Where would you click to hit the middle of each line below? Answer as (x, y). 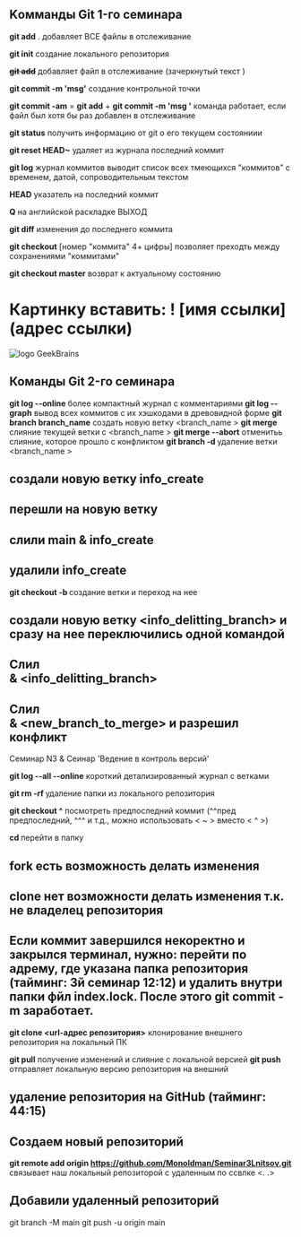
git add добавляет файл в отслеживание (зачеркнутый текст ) (128, 71)
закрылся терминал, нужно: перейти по (128, 955)
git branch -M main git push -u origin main (87, 1222)
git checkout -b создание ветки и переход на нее (103, 592)
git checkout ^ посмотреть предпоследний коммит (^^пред (123, 811)
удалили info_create (68, 571)
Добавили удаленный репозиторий (114, 1201)
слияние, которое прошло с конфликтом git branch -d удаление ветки (143, 441)
